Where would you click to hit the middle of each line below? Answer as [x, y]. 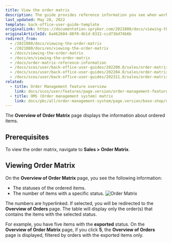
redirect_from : [21, 39]
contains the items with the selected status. [51, 214]
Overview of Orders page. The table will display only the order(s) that [79, 209]
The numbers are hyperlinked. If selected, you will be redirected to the [79, 203]
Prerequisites [27, 137]
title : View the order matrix [38, 10]
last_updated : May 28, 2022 [35, 20]
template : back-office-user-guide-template [52, 24]
